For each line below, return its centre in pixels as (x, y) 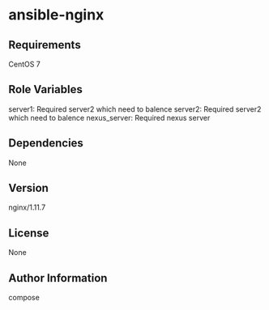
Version (28, 188)
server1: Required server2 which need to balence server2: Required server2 (135, 109)
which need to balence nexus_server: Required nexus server (109, 117)
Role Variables (45, 89)
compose (24, 298)
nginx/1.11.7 (27, 207)
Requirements (45, 45)
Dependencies (46, 143)
